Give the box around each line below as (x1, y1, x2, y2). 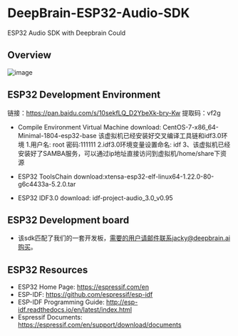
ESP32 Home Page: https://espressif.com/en (17, 283, 150, 291)
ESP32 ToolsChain (17, 172, 73, 181)
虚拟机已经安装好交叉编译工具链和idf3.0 (104, 131, 222, 140)
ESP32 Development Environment (7, 89, 161, 101)
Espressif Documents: (17, 313, 83, 322)
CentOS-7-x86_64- (162, 122, 219, 131)
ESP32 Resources (7, 263, 88, 275)
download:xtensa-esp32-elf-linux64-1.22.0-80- (73, 172, 214, 181)
